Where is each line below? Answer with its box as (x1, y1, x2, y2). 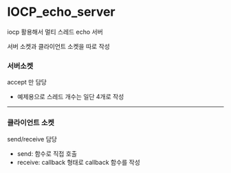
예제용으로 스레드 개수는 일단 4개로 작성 (16, 93, 124, 101)
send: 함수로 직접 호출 (16, 149, 78, 158)
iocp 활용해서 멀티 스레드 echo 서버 (7, 27, 103, 36)
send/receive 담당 (7, 135, 57, 143)
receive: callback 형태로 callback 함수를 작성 (16, 158, 141, 166)
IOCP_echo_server (7, 4, 115, 20)
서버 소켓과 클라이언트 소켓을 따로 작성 (7, 42, 110, 50)
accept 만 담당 (7, 78, 47, 86)
